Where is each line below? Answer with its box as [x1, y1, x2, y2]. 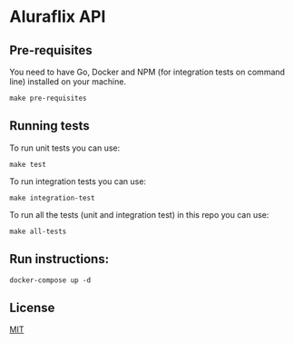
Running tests [9, 118, 91, 133]
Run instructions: [9, 251, 110, 267]
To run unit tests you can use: [9, 142, 121, 153]
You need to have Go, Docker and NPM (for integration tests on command [9, 66, 286, 77]
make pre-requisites [9, 93, 88, 103]
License [9, 300, 55, 316]
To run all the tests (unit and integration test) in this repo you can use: [9, 209, 269, 220]
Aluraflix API [9, 6, 106, 27]
